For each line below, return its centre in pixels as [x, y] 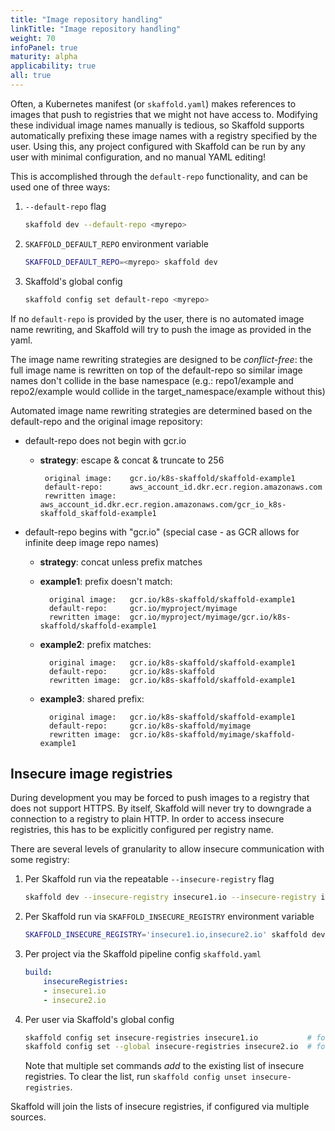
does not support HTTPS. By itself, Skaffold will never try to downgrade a [161, 808]
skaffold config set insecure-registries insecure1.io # [168, 1037]
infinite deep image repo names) [92, 542]
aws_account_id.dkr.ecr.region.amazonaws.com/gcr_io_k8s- [163, 504]
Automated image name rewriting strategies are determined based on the [161, 410]
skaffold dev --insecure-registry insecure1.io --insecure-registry [170, 897]
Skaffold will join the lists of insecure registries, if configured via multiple [160, 1107]
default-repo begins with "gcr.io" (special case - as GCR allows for [162, 532]
